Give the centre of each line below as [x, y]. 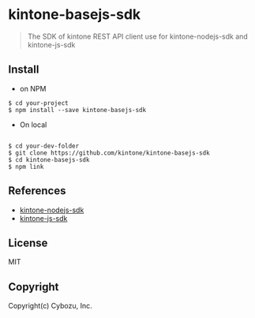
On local [33, 125]
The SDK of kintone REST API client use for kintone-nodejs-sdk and [138, 36]
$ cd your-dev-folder [44, 146]
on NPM [33, 88]
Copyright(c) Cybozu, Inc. [50, 306]
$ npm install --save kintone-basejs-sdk [77, 110]
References [37, 191]
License [28, 243]
